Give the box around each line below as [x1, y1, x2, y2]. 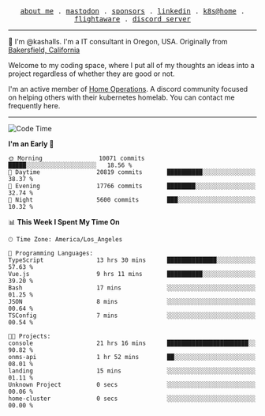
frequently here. [8, 101, 61, 110]
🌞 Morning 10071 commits [8, 154, 145, 162]
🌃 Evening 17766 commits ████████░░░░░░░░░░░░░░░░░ [8, 182, 256, 190]
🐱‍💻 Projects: [8, 332, 51, 340]
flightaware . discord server [73, 15, 192, 23]
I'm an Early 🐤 [8, 139, 54, 149]
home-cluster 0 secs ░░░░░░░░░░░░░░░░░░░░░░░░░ [8, 395, 256, 403]
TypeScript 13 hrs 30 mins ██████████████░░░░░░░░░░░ [8, 256, 256, 264]
